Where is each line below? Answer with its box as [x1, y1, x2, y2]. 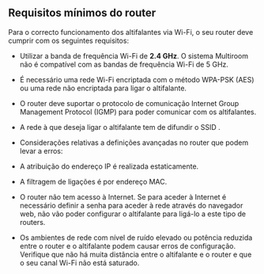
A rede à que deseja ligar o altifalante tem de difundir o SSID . [19, 122, 221, 131]
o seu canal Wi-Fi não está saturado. [19, 257, 140, 268]
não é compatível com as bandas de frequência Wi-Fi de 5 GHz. [19, 59, 229, 69]
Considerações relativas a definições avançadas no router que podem [19, 138, 249, 147]
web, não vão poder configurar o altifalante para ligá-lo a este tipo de [19, 209, 247, 219]
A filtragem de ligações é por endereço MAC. [19, 177, 168, 186]
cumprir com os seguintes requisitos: [8, 36, 129, 45]
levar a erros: [19, 146, 63, 155]
